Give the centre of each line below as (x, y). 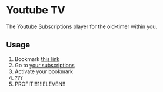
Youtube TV (36, 10)
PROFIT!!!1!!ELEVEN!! (40, 84)
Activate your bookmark (44, 71)
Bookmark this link (37, 59)
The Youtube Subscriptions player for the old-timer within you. (82, 26)
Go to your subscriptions (44, 65)
